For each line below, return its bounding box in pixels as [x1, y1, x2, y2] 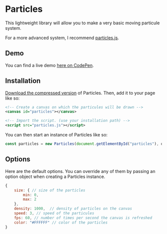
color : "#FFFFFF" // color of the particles [14, 220, 108, 225]
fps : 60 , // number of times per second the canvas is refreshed [14, 215, 153, 220]
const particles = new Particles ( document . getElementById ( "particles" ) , [5, 141, 159, 147]
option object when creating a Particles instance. [5, 174, 105, 179]
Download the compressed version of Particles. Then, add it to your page [5, 90, 156, 96]
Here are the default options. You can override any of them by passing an [5, 168, 156, 174]
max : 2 [23, 197, 37, 202]
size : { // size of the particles [14, 187, 85, 193]
